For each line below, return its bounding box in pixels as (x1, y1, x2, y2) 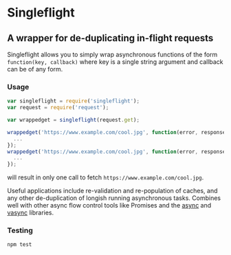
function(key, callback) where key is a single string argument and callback (7, 58, 223, 66)
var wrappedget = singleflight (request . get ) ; (7, 117, 140, 124)
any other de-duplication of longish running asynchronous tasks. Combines (7, 194, 221, 202)
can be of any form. (7, 65, 63, 73)
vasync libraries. (7, 208, 54, 217)
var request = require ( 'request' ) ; (7, 104, 109, 111)
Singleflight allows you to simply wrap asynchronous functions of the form (7, 50, 218, 58)
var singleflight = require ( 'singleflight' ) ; (7, 98, 140, 104)
